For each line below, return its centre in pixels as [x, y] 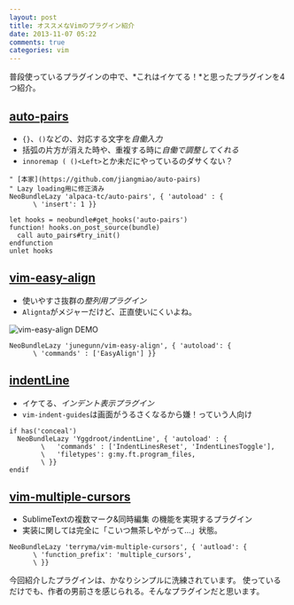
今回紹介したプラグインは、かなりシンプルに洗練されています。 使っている [145, 580]
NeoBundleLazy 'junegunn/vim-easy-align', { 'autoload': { [120, 346]
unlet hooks [31, 251]
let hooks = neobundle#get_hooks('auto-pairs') [99, 220]
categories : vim [39, 51]
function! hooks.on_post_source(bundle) [85, 227]
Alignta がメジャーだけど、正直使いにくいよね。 [109, 311]
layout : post [33, 17]
